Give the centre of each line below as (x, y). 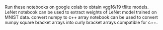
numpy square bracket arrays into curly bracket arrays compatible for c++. (81, 22)
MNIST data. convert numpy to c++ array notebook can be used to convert (81, 17)
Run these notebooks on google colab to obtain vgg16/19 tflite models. (77, 7)
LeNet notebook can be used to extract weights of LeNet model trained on (81, 12)
